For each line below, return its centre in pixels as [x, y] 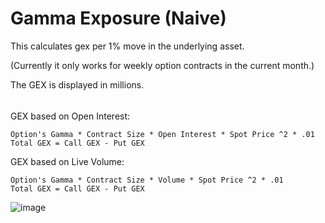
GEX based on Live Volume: [67, 161]
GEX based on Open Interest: [70, 116]
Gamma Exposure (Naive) [118, 18]
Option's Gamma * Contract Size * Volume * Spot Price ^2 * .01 [147, 180]
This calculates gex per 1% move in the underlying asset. [127, 46]
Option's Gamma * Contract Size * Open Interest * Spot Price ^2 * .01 [162, 134]
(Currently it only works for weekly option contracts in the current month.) [162, 65]
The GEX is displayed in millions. [77, 84]
